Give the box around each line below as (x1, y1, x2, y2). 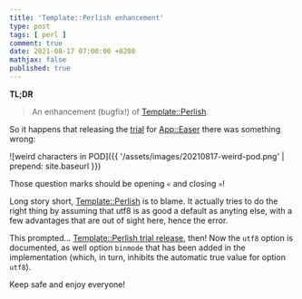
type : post (9, 22, 51, 31)
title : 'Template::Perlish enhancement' (9, 13, 165, 23)
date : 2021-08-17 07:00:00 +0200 (9, 47, 136, 56)
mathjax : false (9, 55, 67, 64)
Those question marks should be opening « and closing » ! (9, 178, 225, 188)
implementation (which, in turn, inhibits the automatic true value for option (9, 251, 286, 263)
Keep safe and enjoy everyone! (9, 278, 125, 290)
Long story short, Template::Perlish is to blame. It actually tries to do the (9, 196, 278, 207)
